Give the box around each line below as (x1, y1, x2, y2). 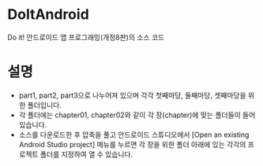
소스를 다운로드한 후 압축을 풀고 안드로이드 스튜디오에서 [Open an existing (18, 130, 250, 139)
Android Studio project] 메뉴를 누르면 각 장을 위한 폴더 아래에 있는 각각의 (18, 139, 246, 149)
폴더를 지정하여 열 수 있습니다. (39, 149, 133, 159)
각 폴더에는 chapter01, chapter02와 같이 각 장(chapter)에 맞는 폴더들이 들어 (18, 110, 256, 120)
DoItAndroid (7, 6, 90, 24)
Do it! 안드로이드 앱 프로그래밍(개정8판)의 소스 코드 (7, 32, 165, 42)
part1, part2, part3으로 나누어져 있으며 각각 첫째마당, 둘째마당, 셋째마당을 (18, 90, 246, 100)
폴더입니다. (27, 100, 62, 109)
